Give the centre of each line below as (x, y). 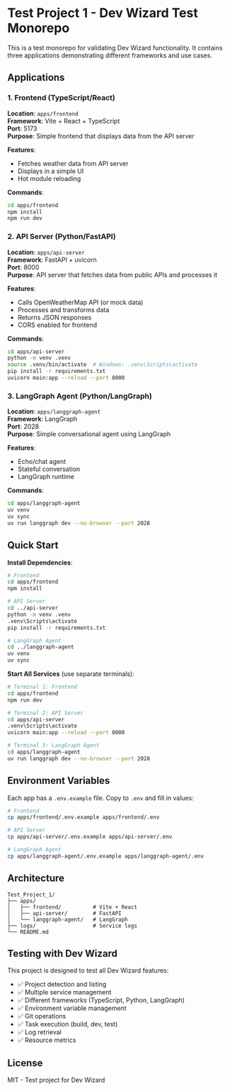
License (25, 1063)
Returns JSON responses (54, 317)
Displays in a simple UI (51, 171)
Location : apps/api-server (46, 252)
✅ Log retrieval (39, 1032)
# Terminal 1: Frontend (42, 687)
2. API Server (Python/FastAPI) (62, 237)
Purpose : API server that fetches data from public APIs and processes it (113, 275)
